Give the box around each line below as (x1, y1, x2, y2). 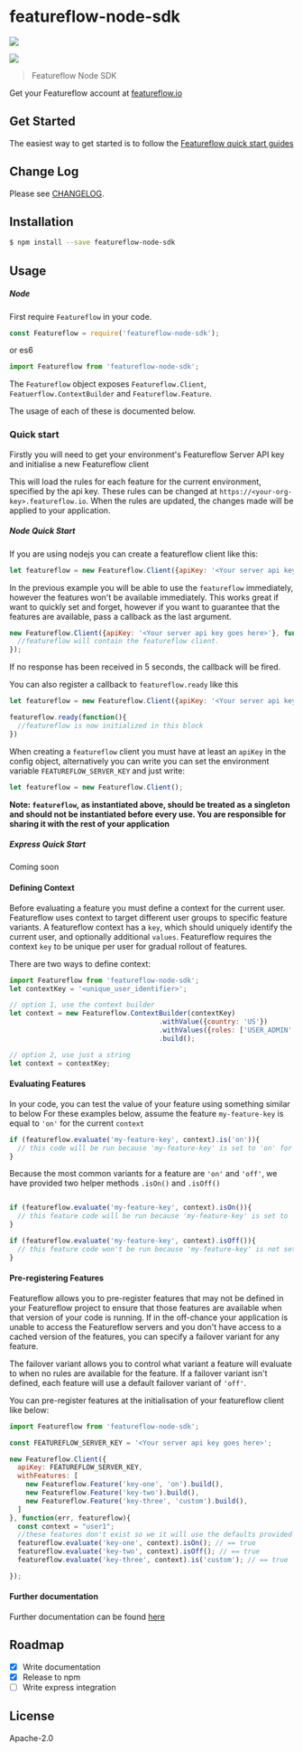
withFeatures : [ (17, 1471, 78, 1481)
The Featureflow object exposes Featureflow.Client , (9, 379, 207, 389)
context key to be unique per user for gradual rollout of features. (9, 941, 248, 951)
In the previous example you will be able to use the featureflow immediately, (9, 582, 294, 593)
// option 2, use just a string (9, 1050, 131, 1059)
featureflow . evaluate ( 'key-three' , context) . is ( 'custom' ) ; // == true (17, 1556, 289, 1565)
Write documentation (22, 1661, 101, 1672)
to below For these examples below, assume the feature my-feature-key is (9, 1108, 284, 1119)
